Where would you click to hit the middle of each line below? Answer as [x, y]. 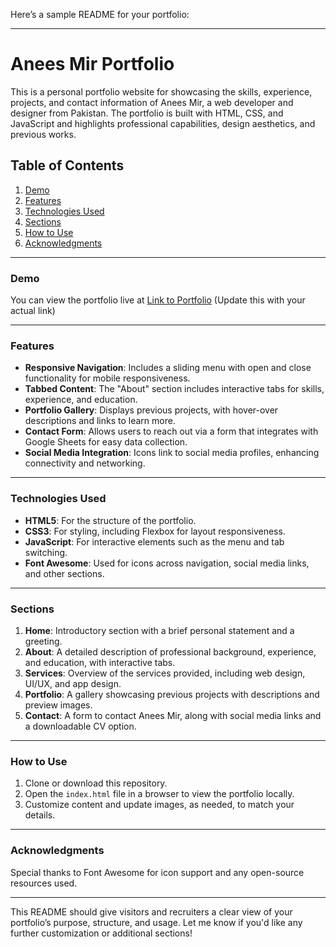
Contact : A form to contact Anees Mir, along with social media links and [173, 715]
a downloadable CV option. [80, 726]
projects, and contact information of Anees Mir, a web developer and [152, 102]
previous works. [43, 134]
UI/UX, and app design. [73, 683]
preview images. [58, 705]
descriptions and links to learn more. [100, 421]
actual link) [33, 311]
